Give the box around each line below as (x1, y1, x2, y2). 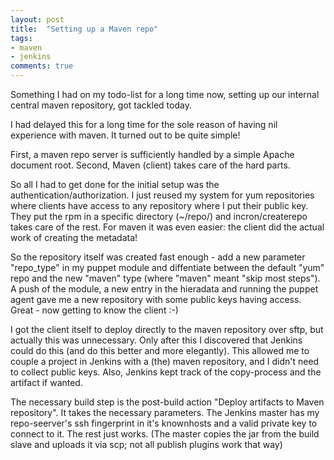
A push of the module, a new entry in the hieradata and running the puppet (10, 283, 319, 295)
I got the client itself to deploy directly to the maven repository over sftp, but (10, 324, 324, 335)
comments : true (10, 61, 74, 71)
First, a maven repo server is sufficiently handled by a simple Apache (10, 149, 295, 160)
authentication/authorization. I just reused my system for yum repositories (10, 189, 315, 201)
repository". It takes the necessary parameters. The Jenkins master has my (10, 407, 320, 418)
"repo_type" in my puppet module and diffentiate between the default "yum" (10, 262, 325, 273)
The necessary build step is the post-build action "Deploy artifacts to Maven (10, 396, 325, 408)
